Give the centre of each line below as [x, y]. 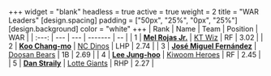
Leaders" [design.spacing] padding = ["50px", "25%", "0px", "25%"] [123, 20]
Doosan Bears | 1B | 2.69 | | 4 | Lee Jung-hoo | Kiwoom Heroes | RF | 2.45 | [135, 55]
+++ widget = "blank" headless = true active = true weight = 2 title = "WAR [134, 12]
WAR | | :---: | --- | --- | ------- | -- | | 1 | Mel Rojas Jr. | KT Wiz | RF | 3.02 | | [136, 37]
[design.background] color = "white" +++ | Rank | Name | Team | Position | [133, 29]
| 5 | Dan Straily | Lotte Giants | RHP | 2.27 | [81, 63]
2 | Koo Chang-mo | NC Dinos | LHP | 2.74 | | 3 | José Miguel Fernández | [133, 46]
